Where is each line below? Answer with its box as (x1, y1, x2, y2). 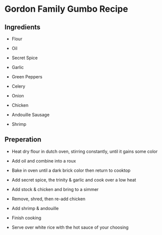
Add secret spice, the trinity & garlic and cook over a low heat (11, 177, 137, 183)
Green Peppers (11, 74, 43, 79)
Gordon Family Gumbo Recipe (4, 3, 128, 15)
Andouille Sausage (11, 112, 50, 117)
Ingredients (4, 23, 41, 31)
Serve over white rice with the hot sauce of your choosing (11, 224, 129, 230)
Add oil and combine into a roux (11, 158, 76, 164)
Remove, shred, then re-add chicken (11, 196, 86, 202)
